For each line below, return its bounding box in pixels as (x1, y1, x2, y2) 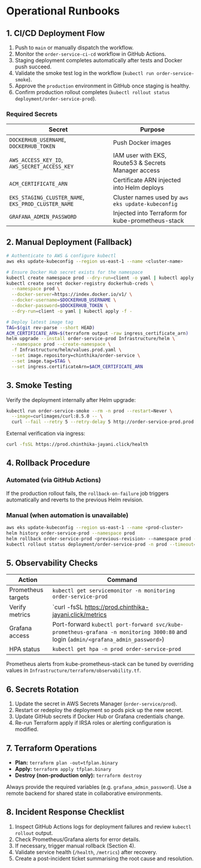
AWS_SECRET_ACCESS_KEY (9, 163, 74, 170)
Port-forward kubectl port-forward (52, 620, 153, 629)
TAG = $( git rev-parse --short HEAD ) (6, 325, 95, 331)
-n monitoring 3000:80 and (110, 628, 187, 636)
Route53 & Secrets (112, 159, 166, 167)
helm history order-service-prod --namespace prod (6, 530, 135, 536)
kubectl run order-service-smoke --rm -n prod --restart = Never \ (6, 408, 172, 414)
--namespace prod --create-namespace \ (11, 341, 111, 347)
